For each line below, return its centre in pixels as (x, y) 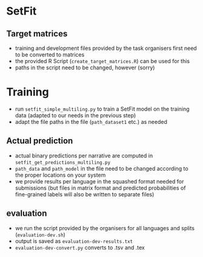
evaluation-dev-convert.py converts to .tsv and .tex (80, 247)
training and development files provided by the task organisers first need (106, 48)
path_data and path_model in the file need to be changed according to (102, 168)
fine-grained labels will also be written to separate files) (85, 194)
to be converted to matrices (50, 55)
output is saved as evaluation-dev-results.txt (74, 241)
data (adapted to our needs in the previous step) (75, 115)
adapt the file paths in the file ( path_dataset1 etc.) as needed (91, 122)
